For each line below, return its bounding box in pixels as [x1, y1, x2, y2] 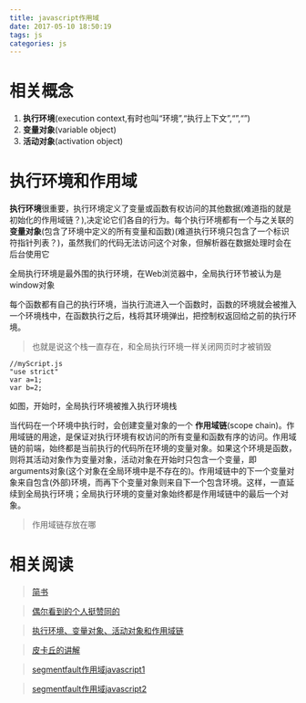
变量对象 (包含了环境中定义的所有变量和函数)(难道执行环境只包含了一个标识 [9, 226, 290, 237]
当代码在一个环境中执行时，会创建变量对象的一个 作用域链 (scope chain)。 [9, 420, 287, 431]
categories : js [9, 38, 67, 48]
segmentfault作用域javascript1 [31, 664, 146, 676]
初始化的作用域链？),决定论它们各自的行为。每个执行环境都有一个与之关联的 [9, 215, 294, 226]
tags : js [9, 30, 43, 39]
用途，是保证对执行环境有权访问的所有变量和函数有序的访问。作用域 [40, 431, 297, 443]
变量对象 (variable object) [22, 124, 117, 135]
